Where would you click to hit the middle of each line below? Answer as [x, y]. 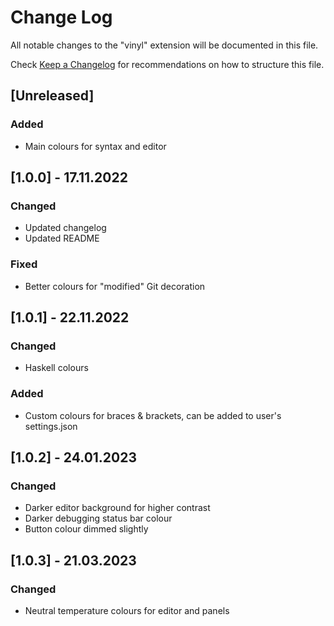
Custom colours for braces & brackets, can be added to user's [153, 415]
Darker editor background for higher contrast [117, 508]
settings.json [51, 426]
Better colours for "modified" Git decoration [115, 286]
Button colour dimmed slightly [86, 529]
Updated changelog [65, 228]
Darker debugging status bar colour [98, 518]
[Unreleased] [52, 96]
